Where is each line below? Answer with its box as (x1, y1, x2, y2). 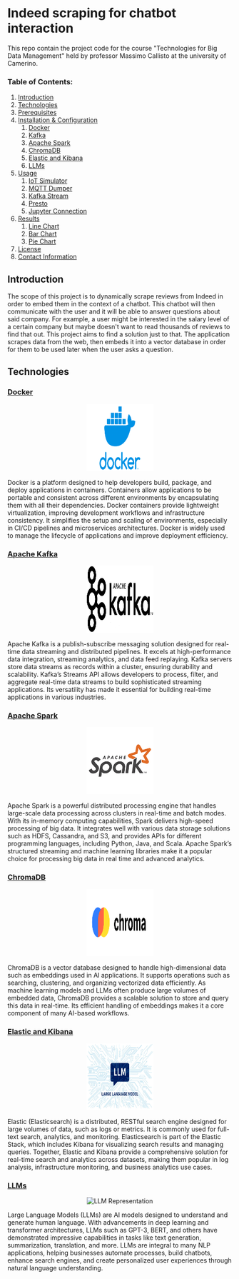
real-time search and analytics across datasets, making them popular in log (7, 1155, 229, 1163)
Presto (28, 199, 48, 208)
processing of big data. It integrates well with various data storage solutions (7, 824, 230, 833)
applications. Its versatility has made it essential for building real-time (7, 686, 212, 694)
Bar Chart (28, 230, 57, 239)
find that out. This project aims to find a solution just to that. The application (7, 330, 230, 338)
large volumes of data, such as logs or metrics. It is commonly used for (7, 1125, 216, 1133)
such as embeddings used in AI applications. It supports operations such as (7, 970, 230, 979)
